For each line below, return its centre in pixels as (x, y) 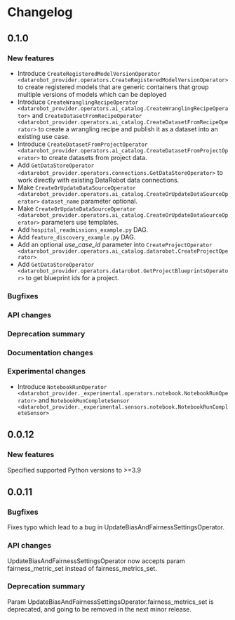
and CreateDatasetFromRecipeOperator (87, 115)
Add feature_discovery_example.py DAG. (76, 237)
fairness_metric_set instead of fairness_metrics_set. (82, 568)
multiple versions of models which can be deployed (92, 94)
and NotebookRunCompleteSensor (84, 400)
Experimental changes (47, 371)
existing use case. (43, 136)
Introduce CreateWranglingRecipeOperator (78, 102)
